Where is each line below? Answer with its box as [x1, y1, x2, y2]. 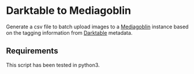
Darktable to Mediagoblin [6, 4, 131, 17]
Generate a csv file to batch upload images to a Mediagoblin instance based [6, 23, 189, 30]
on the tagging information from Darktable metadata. [6, 29, 133, 36]
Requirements [6, 46, 58, 56]
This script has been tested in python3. [6, 61, 100, 68]
